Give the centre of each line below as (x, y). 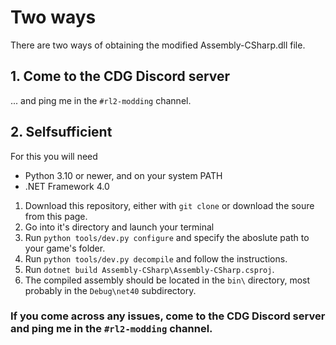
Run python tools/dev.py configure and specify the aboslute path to (167, 237)
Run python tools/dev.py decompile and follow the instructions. (156, 258)
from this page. (56, 216)
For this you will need (54, 156)
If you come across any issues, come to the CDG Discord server (168, 316)
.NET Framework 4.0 (67, 186)
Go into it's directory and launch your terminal (119, 227)
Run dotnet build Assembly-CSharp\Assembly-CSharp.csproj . (149, 269)
